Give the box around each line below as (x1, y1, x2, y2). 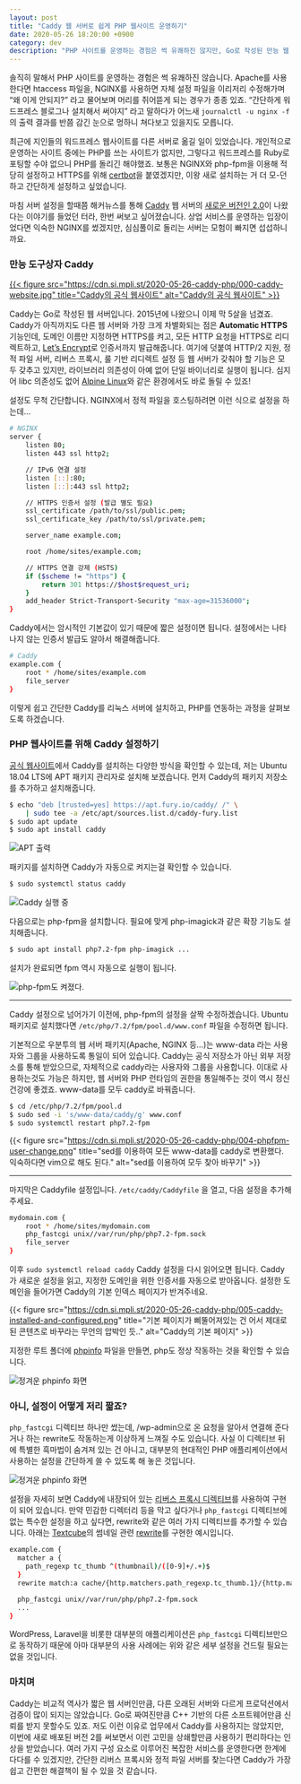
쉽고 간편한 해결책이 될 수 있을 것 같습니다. (9, 1765, 158, 1776)
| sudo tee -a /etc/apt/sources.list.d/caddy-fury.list (25, 809, 239, 818)
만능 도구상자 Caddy (9, 258, 94, 271)
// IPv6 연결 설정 (25, 465, 87, 474)
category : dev (9, 38, 63, 48)
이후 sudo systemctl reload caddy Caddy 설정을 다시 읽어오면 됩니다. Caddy (9, 1264, 285, 1275)
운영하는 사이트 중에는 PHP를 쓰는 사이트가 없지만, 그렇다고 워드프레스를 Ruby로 (9, 147, 290, 158)
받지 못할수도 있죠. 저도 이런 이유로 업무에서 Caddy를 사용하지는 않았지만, (25, 1720, 284, 1731)
